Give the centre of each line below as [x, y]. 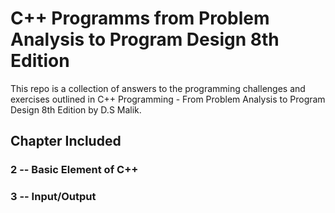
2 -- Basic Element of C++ [74, 170]
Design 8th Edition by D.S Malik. [76, 109]
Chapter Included [66, 141]
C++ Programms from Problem [140, 18]
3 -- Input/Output [53, 197]
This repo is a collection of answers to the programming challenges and [158, 88]
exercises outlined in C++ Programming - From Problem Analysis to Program [168, 99]
